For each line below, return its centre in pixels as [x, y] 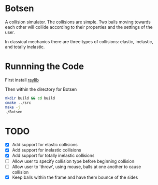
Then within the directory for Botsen [41, 89]
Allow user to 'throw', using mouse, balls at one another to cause [76, 167]
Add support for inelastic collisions [46, 150]
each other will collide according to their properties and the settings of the [79, 27]
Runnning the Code [44, 67]
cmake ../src [18, 102]
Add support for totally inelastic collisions [53, 155]
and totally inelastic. [25, 47]
